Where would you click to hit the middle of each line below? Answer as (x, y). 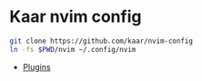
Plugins (37, 66)
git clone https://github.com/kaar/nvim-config (101, 41)
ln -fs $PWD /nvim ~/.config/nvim (73, 49)
